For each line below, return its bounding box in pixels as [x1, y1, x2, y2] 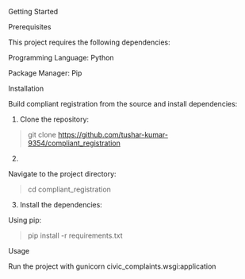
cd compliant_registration [27, 184, 111, 194]
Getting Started [8, 7, 59, 16]
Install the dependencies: [19, 200, 103, 209]
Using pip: [8, 215, 42, 225]
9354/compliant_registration [27, 138, 121, 148]
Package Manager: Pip [8, 68, 82, 78]
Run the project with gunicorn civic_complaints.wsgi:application [8, 262, 216, 271]
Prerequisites [8, 22, 52, 31]
